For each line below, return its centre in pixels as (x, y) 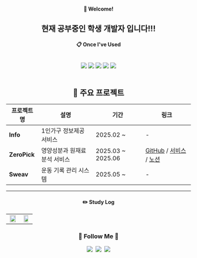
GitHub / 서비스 (166, 150)
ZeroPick (22, 155)
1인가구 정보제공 (63, 131)
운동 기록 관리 (59, 170)
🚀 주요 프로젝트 (98, 92)
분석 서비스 (56, 159)
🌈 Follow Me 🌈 (98, 236)
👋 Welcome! (98, 9)
